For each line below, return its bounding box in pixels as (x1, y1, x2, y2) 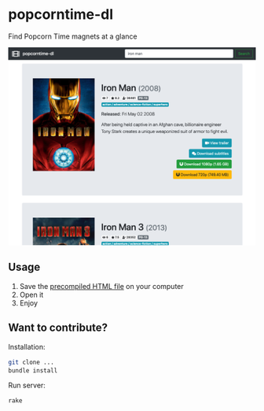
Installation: (8, 342, 46, 351)
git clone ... (8, 358, 55, 366)
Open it (19, 290, 44, 299)
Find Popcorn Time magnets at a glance (8, 31, 137, 41)
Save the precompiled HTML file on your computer (19, 281, 185, 291)
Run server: (8, 380, 46, 391)
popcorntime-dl (8, 6, 114, 24)
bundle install (8, 366, 58, 375)
